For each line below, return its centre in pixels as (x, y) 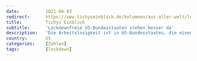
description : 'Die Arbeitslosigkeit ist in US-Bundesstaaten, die (91, 33)
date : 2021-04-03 (39, 11)
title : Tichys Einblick (45, 22)
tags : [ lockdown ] (39, 49)
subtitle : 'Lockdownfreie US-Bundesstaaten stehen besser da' (90, 28)
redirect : (18, 17)
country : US (28, 38)
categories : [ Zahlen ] (36, 44)
